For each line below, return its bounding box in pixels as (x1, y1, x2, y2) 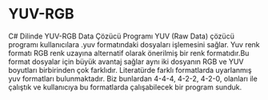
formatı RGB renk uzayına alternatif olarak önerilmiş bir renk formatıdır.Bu (8, 48, 250, 58)
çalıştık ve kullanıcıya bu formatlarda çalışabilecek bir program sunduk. (8, 82, 242, 92)
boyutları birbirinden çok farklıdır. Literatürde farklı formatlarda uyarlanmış (8, 65, 252, 74)
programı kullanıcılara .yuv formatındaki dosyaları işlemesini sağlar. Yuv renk (8, 39, 260, 49)
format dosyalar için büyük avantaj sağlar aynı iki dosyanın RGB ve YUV (8, 57, 244, 66)
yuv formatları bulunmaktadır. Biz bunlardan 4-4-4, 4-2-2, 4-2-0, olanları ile (8, 74, 258, 83)
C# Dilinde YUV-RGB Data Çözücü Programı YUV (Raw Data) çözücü (8, 31, 234, 41)
